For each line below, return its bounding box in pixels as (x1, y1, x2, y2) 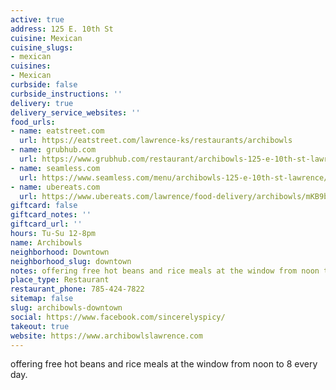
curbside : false (10, 80, 78, 90)
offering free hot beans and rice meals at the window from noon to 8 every (10, 358, 318, 370)
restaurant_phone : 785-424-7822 (10, 284, 145, 295)
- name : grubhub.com (10, 145, 97, 155)
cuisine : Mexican (10, 33, 83, 43)
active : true (10, 14, 65, 25)
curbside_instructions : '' (10, 89, 123, 99)
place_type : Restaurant (10, 275, 110, 285)
